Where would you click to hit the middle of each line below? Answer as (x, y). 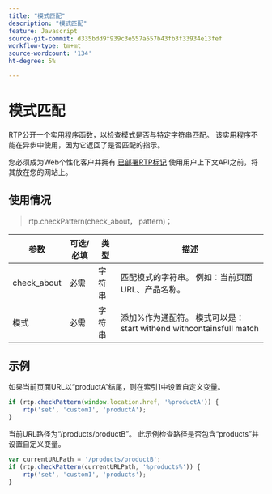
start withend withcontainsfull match (189, 328)
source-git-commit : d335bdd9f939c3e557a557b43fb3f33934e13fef (115, 38)
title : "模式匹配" (37, 16)
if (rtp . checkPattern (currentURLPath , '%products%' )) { (104, 466)
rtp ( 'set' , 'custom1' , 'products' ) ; (85, 475)
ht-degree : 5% (32, 62)
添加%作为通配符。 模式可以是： (182, 317)
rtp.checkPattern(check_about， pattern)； (100, 221)
